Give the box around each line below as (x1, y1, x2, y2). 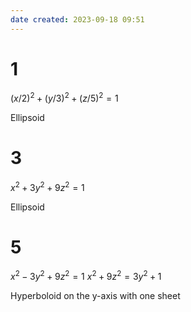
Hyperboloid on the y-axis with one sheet (10, 290, 181, 302)
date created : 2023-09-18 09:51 (10, 14, 145, 25)
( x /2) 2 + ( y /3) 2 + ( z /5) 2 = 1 (10, 91, 119, 105)
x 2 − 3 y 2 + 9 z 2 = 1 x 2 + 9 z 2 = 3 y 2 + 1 (10, 269, 162, 283)
